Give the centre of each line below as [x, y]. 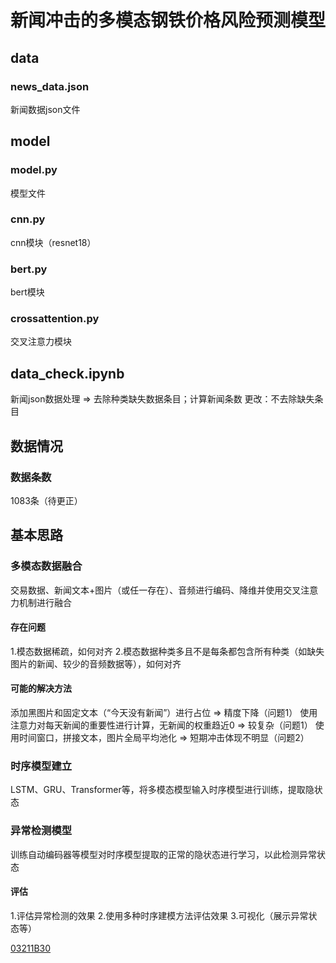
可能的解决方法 [41, 688]
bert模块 [27, 292]
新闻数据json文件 [45, 109]
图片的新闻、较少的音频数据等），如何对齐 [96, 663]
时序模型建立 [41, 766]
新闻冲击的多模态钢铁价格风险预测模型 [168, 20]
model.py [34, 170]
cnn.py [28, 219]
